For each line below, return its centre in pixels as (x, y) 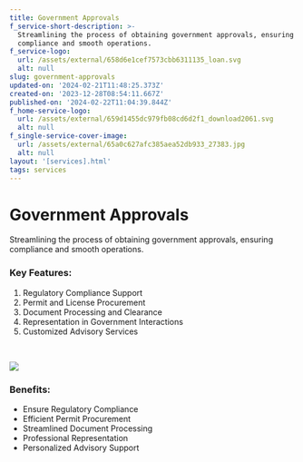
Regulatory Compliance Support (83, 292)
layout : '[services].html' (60, 161)
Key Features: (41, 273)
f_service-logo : (40, 52)
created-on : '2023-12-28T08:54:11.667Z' (87, 93)
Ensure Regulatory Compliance (80, 408)
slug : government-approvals (63, 77)
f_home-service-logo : (50, 111)
